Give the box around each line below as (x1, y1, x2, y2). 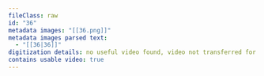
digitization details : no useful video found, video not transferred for (8, 48, 257, 56)
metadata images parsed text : (8, 33, 108, 42)
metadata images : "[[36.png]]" (8, 26, 111, 34)
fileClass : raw (8, 11, 58, 20)
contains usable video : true (8, 56, 104, 64)
